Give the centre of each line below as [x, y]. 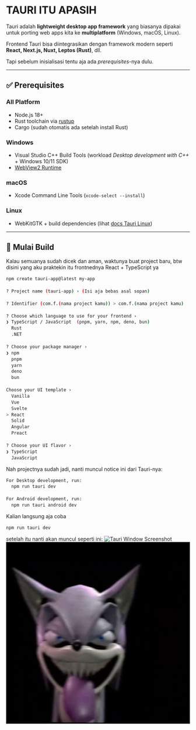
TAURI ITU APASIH [51, 10]
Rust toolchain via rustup [44, 121]
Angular [21, 427]
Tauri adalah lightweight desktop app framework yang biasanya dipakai [93, 26]
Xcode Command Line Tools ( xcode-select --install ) [80, 195]
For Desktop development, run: [44, 480]
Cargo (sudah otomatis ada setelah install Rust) [71, 127]
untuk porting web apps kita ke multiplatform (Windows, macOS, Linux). [93, 32]
